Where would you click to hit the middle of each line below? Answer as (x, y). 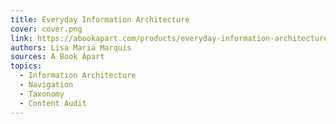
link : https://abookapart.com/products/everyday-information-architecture (169, 38)
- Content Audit (53, 103)
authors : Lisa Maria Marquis (71, 47)
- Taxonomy (42, 94)
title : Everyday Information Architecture (100, 19)
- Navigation (46, 85)
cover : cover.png (46, 29)
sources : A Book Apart (57, 57)
